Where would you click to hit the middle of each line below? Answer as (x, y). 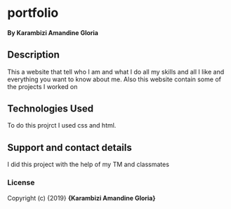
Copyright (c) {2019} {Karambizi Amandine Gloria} (81, 198)
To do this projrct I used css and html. (62, 126)
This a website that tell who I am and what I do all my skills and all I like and (116, 72)
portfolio (33, 13)
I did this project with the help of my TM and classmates (88, 164)
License (21, 182)
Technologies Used (50, 108)
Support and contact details (70, 148)
